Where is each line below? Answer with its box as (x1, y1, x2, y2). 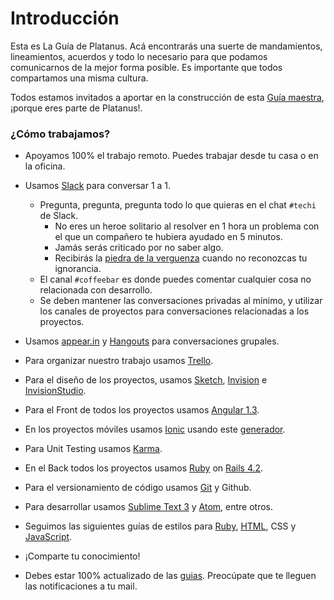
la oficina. (24, 160, 66, 172)
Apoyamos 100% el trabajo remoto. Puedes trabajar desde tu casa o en (24, 150, 319, 162)
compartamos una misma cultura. (10, 72, 149, 84)
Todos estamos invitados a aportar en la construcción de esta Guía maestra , (10, 91, 325, 103)
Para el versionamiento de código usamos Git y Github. (24, 482, 252, 494)
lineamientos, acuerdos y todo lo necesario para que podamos (10, 50, 268, 62)
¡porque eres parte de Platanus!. (10, 102, 143, 114)
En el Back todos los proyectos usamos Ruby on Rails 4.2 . (24, 462, 264, 474)
